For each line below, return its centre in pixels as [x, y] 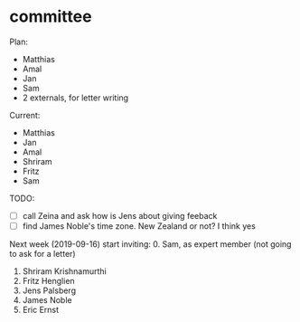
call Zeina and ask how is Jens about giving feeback [120, 215]
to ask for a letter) [42, 254]
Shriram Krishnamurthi [64, 271]
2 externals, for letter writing [75, 98]
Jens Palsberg [49, 290]
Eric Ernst [41, 310]
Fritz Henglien [48, 281]
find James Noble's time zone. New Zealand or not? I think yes [139, 226]
